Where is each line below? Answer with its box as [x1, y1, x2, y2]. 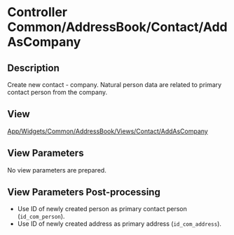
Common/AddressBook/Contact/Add [7, 19, 228, 35]
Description [7, 62, 60, 74]
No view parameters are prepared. [7, 166, 106, 174]
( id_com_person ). [17, 212, 65, 221]
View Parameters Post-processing [7, 187, 161, 199]
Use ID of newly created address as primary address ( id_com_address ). [17, 220, 222, 228]
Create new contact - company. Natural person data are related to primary [7, 81, 222, 88]
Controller [7, 4, 68, 20]
